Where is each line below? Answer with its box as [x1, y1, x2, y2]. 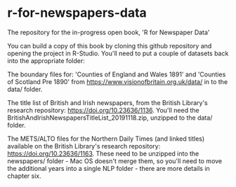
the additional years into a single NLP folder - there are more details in [7, 164, 211, 172]
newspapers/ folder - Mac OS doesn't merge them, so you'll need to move [7, 156, 223, 165]
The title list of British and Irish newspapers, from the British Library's [7, 98, 209, 106]
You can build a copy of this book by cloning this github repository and [7, 41, 212, 50]
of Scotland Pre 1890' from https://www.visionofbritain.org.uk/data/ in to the [7, 77, 228, 85]
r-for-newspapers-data [7, 5, 147, 21]
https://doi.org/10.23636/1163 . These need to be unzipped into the [7, 149, 199, 158]
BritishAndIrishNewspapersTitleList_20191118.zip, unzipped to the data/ [7, 113, 213, 122]
